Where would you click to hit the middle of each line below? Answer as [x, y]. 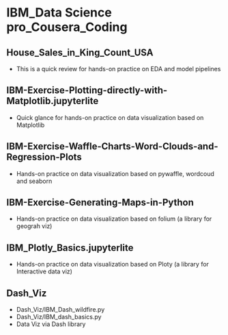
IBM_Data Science [59, 13]
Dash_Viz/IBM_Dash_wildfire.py [60, 310]
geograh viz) [34, 226]
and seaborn [34, 181]
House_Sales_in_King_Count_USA [80, 52]
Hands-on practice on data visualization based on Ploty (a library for [113, 264]
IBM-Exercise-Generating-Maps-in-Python [100, 202]
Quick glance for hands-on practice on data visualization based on [110, 117]
